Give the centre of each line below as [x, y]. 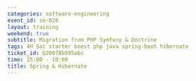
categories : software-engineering [59, 14]
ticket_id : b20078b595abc [45, 54]
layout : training [33, 27]
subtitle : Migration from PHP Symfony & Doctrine [82, 40]
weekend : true [28, 33]
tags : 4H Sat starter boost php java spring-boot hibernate [98, 46]
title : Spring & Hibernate [47, 66]
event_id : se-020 [33, 20]
